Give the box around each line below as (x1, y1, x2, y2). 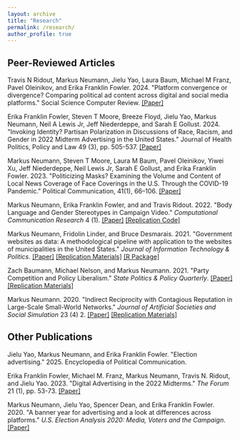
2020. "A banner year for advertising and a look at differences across (7, 408, 211, 416)
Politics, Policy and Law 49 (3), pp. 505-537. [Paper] (7, 143, 162, 151)
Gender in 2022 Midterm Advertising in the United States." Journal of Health (7, 135, 232, 143)
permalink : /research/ (7, 24, 75, 31)
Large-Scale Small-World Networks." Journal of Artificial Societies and (7, 303, 216, 311)
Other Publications (7, 331, 93, 343)
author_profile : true (7, 30, 72, 38)
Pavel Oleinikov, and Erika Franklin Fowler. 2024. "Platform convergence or (7, 84, 228, 92)
